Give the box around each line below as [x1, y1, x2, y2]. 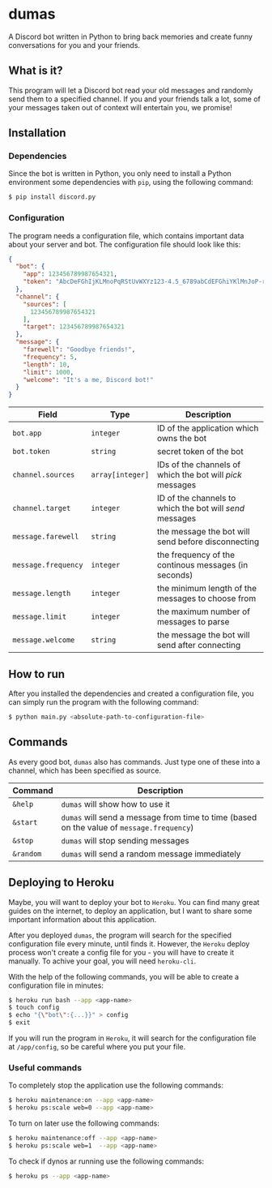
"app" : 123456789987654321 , [23, 270, 117, 278]
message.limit [12, 612, 67, 621]
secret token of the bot [156, 446, 244, 457]
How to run [8, 667, 66, 681]
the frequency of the [156, 549, 236, 560]
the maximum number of [156, 606, 251, 617]
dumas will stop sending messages [61, 834, 189, 846]
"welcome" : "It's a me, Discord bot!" [23, 375, 154, 384]
